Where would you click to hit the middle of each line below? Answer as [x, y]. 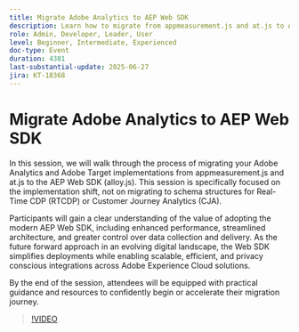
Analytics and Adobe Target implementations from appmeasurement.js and [147, 172]
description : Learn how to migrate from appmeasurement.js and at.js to [147, 26]
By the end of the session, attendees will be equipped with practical [133, 282]
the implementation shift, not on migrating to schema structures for [132, 191]
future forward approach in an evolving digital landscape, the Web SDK [139, 247]
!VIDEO [44, 319]
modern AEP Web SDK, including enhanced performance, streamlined [137, 227]
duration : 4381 [37, 59]
